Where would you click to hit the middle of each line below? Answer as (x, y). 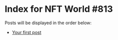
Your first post (26, 32)
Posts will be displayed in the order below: (48, 23)
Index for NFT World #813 (59, 9)
